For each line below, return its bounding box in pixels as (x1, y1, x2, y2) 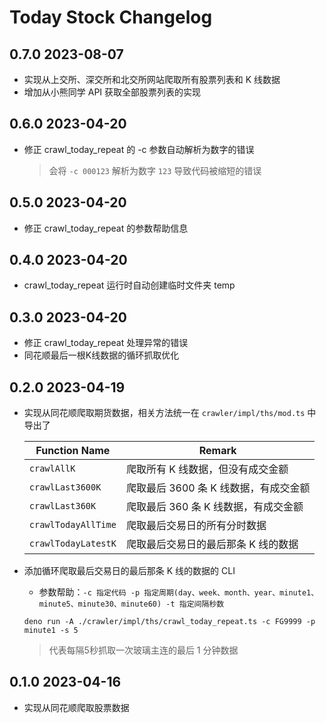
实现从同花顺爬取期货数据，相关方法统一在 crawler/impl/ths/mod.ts (23, 407, 306, 419)
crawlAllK (28, 463, 76, 475)
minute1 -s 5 (23, 626, 79, 636)
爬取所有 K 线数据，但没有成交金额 (125, 462, 289, 476)
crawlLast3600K (28, 482, 102, 493)
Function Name (35, 444, 111, 458)
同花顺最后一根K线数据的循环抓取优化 (23, 349, 180, 361)
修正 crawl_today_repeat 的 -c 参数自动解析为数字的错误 (23, 143, 255, 155)
